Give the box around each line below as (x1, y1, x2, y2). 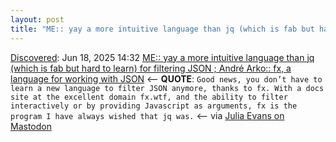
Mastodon (10, 120, 52, 132)
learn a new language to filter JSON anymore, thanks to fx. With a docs (10, 83, 325, 93)
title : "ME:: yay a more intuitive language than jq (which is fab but (10, 24, 315, 34)
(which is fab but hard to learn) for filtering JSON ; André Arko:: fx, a (10, 62, 292, 74)
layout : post (10, 14, 65, 25)
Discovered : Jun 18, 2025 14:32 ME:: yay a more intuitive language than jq (10, 51, 315, 63)
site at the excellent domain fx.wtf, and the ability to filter (10, 92, 288, 102)
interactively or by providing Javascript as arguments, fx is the (10, 101, 298, 111)
